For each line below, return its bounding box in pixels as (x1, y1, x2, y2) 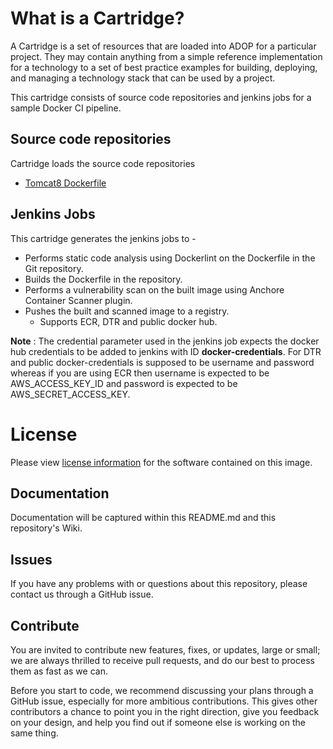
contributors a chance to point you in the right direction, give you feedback (10, 705, 320, 717)
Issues (10, 551, 53, 568)
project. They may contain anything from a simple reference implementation (10, 50, 323, 62)
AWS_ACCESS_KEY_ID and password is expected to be (10, 377, 238, 389)
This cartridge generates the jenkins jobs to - (10, 232, 197, 244)
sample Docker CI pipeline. (10, 102, 122, 114)
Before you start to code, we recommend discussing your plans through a (10, 684, 314, 696)
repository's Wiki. (10, 522, 83, 534)
